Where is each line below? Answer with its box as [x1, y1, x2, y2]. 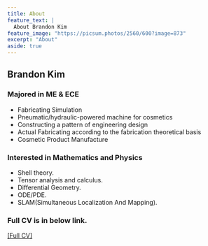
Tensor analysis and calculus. [17, 175, 103, 184]
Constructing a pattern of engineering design [17, 120, 148, 129]
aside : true [7, 43, 42, 50]
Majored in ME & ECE [7, 89, 79, 99]
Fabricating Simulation [17, 106, 83, 114]
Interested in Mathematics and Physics [7, 152, 143, 162]
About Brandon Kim [13, 23, 68, 30]
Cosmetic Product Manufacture [17, 135, 109, 143]
